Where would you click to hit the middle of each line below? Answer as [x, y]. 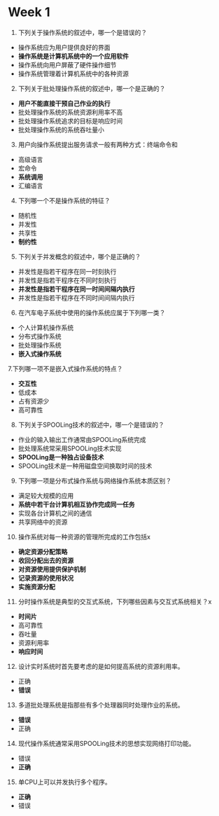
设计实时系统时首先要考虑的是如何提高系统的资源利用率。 [101, 666]
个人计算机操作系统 [46, 327]
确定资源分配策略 [43, 551]
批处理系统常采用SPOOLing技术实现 [70, 448]
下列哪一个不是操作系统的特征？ [64, 200]
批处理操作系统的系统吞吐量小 [61, 130]
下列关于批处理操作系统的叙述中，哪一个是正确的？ [92, 88]
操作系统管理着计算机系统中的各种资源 [73, 74]
